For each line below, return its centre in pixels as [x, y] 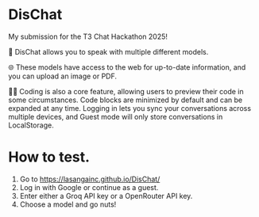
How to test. [49, 157]
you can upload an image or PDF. [63, 76]
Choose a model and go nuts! [68, 204]
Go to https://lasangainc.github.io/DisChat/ [90, 179]
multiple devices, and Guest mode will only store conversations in [116, 116]
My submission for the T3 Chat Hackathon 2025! [88, 36]
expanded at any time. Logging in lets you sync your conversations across [130, 108]
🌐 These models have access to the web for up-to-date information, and [127, 67]
